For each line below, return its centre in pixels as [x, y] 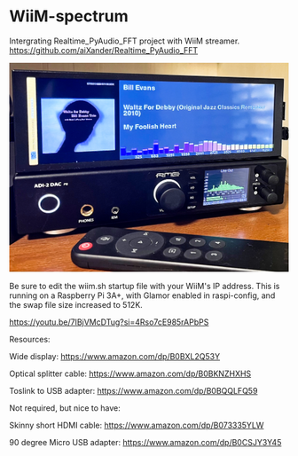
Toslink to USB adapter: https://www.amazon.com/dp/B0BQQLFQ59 [133, 391]
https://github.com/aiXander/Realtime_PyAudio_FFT [104, 50]
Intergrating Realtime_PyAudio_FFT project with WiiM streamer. [125, 41]
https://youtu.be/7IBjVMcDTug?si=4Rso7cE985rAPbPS [109, 322]
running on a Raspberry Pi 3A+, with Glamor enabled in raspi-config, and [142, 295]
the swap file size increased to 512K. [76, 305]
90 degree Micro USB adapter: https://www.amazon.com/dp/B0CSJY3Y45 [145, 443]
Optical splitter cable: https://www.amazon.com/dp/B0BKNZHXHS [130, 373]
